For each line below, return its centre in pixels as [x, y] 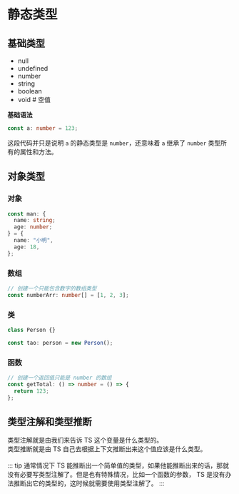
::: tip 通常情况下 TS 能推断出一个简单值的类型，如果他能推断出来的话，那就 [118, 465]
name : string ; [35, 221]
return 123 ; [32, 391]
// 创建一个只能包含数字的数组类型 [52, 288]
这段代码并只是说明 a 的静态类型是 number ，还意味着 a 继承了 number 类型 [114, 143]
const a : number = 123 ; [43, 128]
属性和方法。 [39, 151]
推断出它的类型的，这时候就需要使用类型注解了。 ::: [89, 483]
